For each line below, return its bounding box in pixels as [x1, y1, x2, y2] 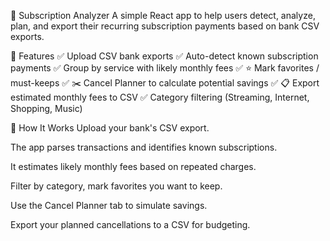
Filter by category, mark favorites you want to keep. [10, 180, 223, 192]
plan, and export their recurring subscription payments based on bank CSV [10, 20, 320, 32]
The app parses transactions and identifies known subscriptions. [10, 141, 278, 153]
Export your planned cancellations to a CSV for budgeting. [10, 219, 251, 230]
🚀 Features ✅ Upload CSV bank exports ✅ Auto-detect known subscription [10, 50, 319, 62]
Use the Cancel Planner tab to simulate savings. [10, 200, 208, 211]
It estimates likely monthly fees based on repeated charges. [10, 161, 257, 172]
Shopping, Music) [10, 103, 83, 114]
